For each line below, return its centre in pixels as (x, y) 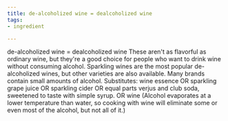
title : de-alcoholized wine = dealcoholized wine (80, 13)
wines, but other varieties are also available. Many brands (123, 74)
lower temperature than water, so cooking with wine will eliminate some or (112, 103)
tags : (15, 20)
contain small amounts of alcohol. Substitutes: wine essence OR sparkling (112, 81)
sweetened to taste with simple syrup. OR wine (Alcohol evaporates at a (109, 96)
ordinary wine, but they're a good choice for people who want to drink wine (114, 59)
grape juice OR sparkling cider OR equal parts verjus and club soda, (103, 88)
